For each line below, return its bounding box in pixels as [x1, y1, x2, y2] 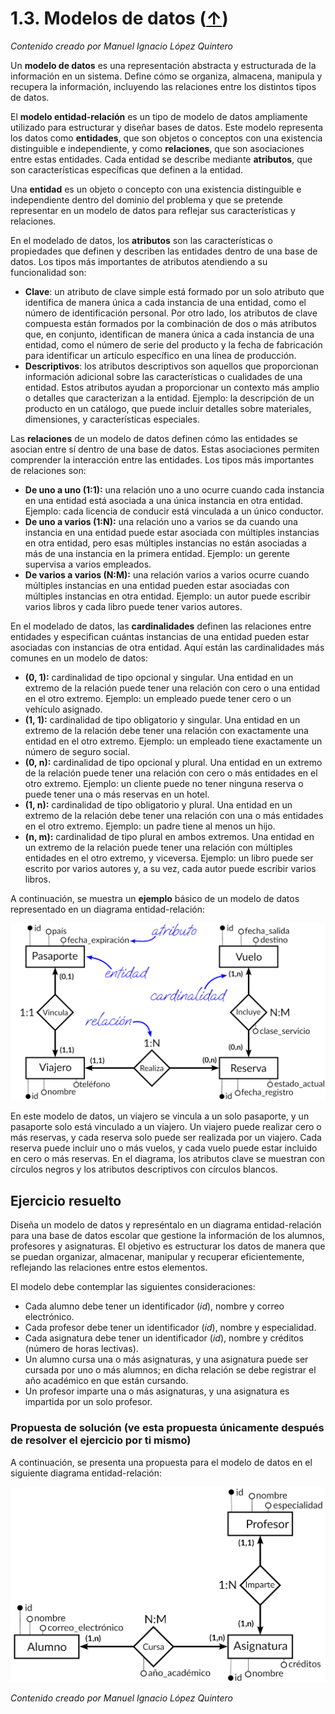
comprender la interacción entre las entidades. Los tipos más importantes [10, 453, 315, 466]
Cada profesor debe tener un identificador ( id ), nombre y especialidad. [24, 1322, 317, 1334]
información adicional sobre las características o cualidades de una [24, 370, 303, 382]
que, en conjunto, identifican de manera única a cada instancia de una [24, 328, 315, 340]
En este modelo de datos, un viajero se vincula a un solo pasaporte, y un [10, 1110, 310, 1122]
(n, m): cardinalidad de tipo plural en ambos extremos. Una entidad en [24, 830, 315, 842]
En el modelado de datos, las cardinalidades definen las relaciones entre [10, 620, 312, 632]
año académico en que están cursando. [24, 1375, 189, 1387]
